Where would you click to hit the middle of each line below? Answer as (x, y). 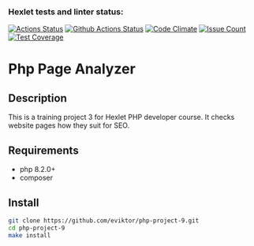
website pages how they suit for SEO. (69, 125)
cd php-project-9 (37, 228)
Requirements (43, 150)
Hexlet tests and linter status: (66, 12)
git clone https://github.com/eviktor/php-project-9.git (104, 220)
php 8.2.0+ (37, 170)
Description (37, 98)
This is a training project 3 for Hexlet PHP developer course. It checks (121, 117)
